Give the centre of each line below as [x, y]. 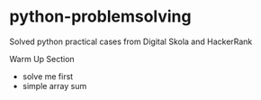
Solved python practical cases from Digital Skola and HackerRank [131, 41]
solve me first [48, 76]
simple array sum [54, 86]
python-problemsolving [100, 17]
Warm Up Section [42, 59]
